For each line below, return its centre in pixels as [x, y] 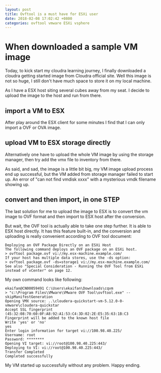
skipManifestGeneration [29, 297]
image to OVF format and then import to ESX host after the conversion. [75, 217]
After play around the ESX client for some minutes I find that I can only [75, 122]
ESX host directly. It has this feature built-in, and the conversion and [73, 231]
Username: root [20, 335]
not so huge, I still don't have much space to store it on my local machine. [78, 81]
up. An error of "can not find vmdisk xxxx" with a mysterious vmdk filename [80, 179]
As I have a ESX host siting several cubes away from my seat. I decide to [77, 91]
